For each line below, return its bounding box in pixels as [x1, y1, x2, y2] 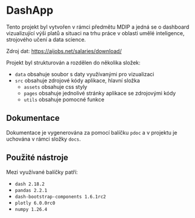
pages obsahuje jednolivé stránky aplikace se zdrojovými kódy [23, 89, 176, 96]
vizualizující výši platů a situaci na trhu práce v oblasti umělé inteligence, [6, 29, 185, 36]
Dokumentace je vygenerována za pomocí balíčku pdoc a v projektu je [6, 129, 178, 136]
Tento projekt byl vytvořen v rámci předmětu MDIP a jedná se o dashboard [6, 23, 190, 30]
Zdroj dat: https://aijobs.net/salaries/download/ [6, 47, 122, 54]
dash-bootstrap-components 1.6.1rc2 [14, 194, 106, 200]
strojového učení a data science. [6, 36, 86, 43]
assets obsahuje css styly [23, 83, 88, 90]
